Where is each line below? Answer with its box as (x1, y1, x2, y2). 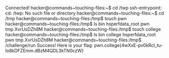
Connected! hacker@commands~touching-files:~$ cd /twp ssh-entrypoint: (5, 5, 162, 11)
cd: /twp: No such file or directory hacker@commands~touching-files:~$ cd (5, 10, 164, 16)
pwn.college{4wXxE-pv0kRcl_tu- (94, 42, 163, 48)
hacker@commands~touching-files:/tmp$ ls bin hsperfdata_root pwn (5, 21, 150, 27)
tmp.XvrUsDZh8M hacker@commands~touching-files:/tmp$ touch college (5, 26, 161, 32)
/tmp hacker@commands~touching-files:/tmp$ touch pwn (5, 16, 127, 21)
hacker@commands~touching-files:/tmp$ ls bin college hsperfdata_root (5, 32, 156, 37)
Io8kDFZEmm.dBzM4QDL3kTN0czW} (5, 48, 84, 53)
